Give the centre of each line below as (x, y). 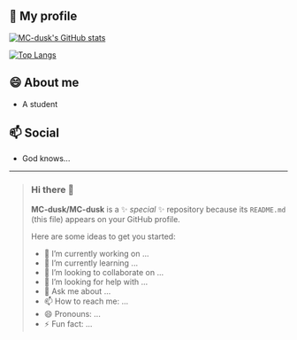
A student (40, 104)
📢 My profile (43, 16)
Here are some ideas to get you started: (103, 236)
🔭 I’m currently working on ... (96, 253)
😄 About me (44, 83)
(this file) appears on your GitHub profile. (106, 219)
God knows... (46, 158)
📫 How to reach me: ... (86, 301)
